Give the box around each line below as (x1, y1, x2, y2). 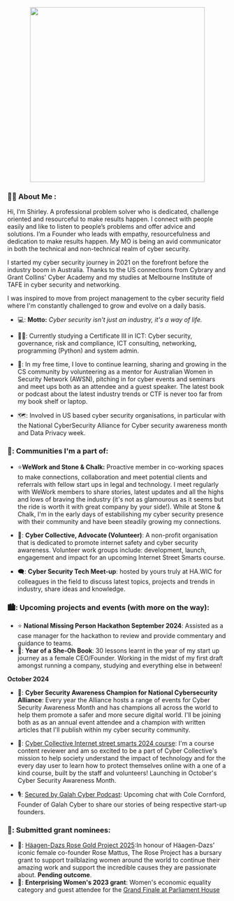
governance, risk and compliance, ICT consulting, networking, (17, 339, 197, 348)
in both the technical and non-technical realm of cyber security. (7, 245, 191, 253)
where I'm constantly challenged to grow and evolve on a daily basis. (7, 301, 206, 310)
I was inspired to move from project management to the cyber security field (7, 294, 225, 303)
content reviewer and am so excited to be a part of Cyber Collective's (17, 746, 218, 755)
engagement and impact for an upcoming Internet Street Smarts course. (17, 553, 226, 562)
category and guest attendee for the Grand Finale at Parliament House (17, 886, 220, 894)
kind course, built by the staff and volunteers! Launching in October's (17, 769, 217, 777)
